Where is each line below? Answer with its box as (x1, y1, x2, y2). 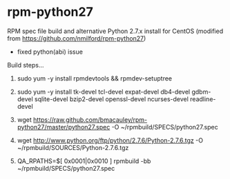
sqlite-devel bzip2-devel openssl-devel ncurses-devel (34, 94, 189, 103)
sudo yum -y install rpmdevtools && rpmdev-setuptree (17, 74, 173, 83)
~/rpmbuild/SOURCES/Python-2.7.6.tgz (17, 143, 129, 151)
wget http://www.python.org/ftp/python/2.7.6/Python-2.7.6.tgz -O (17, 136, 204, 145)
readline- (189, 94, 216, 103)
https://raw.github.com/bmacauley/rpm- (33, 115, 147, 124)
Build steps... (7, 61, 44, 69)
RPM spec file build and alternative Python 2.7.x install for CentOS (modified (7, 27, 223, 35)
